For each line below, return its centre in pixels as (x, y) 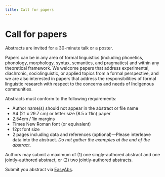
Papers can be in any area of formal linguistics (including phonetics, (74, 57)
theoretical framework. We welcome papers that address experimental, (77, 68)
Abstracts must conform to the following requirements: (61, 98)
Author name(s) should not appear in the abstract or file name (75, 108)
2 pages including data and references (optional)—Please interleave (82, 134)
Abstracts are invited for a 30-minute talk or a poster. (59, 48)
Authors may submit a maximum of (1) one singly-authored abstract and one (83, 154)
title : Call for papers (30, 10)
